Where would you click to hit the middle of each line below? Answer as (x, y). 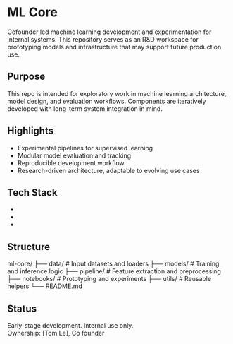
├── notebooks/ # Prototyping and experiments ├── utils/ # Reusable (109, 279)
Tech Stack (32, 192)
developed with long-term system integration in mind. (85, 108)
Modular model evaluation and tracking (74, 155)
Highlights (31, 131)
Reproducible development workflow (71, 162)
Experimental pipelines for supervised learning (85, 148)
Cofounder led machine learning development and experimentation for (109, 32)
